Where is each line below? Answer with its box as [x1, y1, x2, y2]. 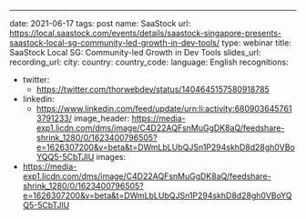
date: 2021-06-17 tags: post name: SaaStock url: [9, 18, 191, 28]
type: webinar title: [221, 37, 291, 48]
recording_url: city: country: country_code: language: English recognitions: [9, 56, 289, 67]
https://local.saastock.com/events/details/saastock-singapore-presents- [9, 28, 282, 38]
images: [96, 152, 126, 162]
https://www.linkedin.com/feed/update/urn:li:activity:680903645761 [36, 104, 292, 114]
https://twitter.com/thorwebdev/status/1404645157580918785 [36, 84, 270, 95]
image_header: [74, 113, 130, 124]
